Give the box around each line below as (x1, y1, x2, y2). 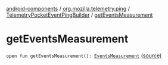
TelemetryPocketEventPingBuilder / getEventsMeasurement (6, 11, 153, 18)
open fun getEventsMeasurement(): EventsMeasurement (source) (6, 52, 162, 59)
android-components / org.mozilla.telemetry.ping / (6, 5, 130, 12)
